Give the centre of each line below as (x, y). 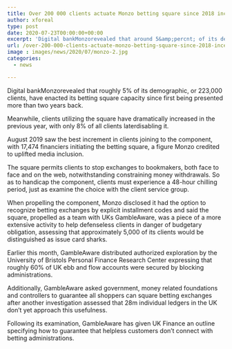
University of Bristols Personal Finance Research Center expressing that (110, 260)
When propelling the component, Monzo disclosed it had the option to (107, 202)
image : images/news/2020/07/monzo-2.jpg (68, 52)
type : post (23, 26)
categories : (24, 59)
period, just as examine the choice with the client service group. (98, 189)
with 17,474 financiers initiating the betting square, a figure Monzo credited (113, 146)
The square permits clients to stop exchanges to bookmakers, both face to (113, 167)
